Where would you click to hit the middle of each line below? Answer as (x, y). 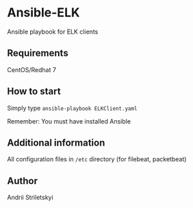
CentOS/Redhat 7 (32, 69)
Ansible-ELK (43, 13)
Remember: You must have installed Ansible (69, 121)
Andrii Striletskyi (30, 198)
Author (22, 181)
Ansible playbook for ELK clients (53, 32)
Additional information (56, 142)
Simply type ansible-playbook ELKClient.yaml (72, 108)
